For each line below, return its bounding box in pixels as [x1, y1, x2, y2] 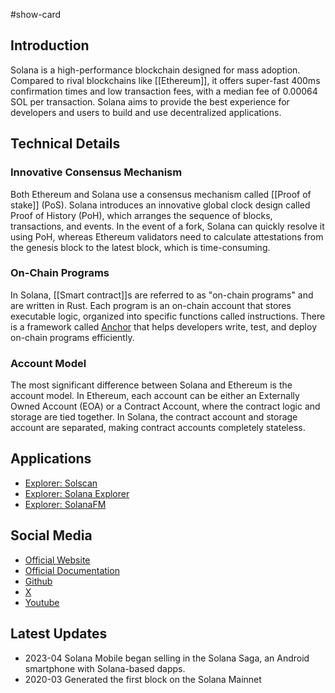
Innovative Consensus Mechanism [10, 165, 183, 179]
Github [24, 575, 53, 587]
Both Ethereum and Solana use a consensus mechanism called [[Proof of [10, 188, 312, 200]
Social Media [10, 527, 93, 544]
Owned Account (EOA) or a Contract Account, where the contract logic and [10, 400, 321, 413]
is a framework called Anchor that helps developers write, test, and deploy [10, 320, 317, 333]
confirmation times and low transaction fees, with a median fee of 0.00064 [10, 85, 318, 97]
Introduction [10, 37, 90, 54]
